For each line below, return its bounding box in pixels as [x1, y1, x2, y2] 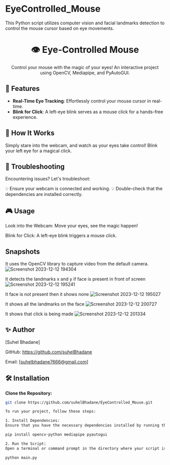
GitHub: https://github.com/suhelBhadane [5, 349, 93, 355]
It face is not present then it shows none [5, 291, 90, 297]
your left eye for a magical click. [5, 148, 72, 154]
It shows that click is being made [5, 311, 74, 317]
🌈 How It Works [5, 129, 55, 138]
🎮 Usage [5, 207, 35, 215]
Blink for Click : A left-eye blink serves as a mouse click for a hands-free [12, 109, 163, 115]
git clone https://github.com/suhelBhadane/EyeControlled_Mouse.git [5, 400, 153, 405]
